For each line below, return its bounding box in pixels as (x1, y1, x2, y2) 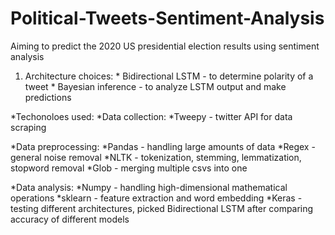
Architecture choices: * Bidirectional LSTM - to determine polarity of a (24, 70, 314, 82)
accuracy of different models (10, 213, 130, 225)
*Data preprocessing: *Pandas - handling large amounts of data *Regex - (10, 140, 316, 152)
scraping (10, 121, 47, 133)
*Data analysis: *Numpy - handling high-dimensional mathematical (10, 181, 288, 193)
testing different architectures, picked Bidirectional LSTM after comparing (10, 202, 314, 214)
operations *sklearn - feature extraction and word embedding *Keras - (10, 192, 303, 204)
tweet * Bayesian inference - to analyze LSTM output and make (24, 80, 287, 92)
